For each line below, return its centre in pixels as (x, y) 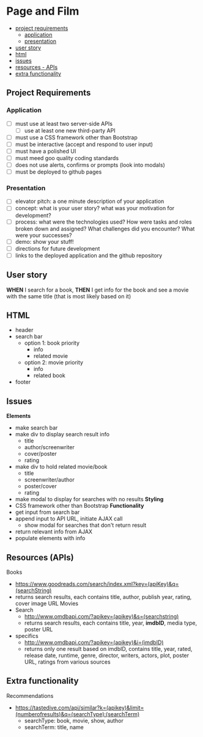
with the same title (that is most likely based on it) (69, 296)
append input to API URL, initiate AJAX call (69, 519)
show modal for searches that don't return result (85, 525)
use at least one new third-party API (70, 130)
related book (50, 376)
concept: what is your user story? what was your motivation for (95, 208)
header (24, 330)
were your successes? (43, 235)
